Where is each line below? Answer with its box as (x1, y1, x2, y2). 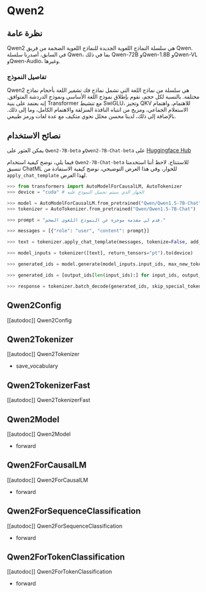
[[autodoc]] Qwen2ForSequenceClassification (7, 522, 123, 529)
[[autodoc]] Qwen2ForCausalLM (7, 476, 88, 484)
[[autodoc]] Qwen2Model (7, 430, 71, 438)
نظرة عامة (7, 28, 43, 39)
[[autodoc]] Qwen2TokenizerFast (7, 397, 90, 404)
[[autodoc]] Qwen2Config (7, 316, 72, 324)
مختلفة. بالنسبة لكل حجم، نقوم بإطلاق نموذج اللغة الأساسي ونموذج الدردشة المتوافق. (7, 93, 200, 101)
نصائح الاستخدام (7, 130, 61, 141)
